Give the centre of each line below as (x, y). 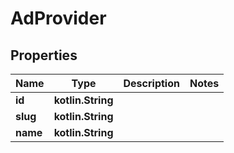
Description (151, 83)
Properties (44, 55)
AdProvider (58, 18)
